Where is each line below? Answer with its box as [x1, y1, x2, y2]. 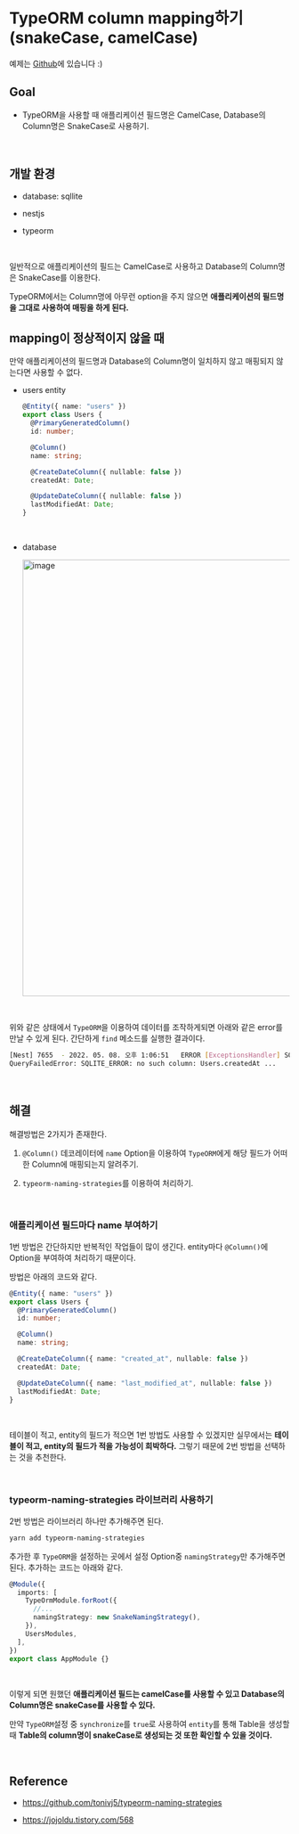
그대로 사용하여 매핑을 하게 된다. [18, 302, 129, 313]
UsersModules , [25, 1629, 77, 1638]
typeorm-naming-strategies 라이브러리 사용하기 [9, 1494, 214, 1506]
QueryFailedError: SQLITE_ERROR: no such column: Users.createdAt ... [9, 1059, 277, 1068]
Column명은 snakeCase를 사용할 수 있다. [9, 1699, 156, 1711]
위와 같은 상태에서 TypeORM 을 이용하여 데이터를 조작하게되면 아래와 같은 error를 [9, 1022, 283, 1032]
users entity [21, 385, 67, 396]
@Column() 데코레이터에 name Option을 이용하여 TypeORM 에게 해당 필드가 [21, 1147, 271, 1159]
